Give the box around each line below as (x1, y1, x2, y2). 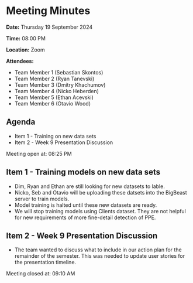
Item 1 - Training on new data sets (14, 132, 96, 139)
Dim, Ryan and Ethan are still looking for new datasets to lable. (14, 183, 165, 190)
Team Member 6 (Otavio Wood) (14, 100, 91, 107)
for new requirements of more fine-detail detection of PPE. (14, 214, 156, 221)
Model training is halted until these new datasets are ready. (14, 201, 157, 209)
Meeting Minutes (6, 4, 91, 18)
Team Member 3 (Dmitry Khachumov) (14, 81, 106, 88)
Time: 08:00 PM (6, 35, 46, 42)
